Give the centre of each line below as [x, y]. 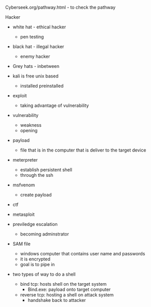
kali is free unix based [35, 76]
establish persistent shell [46, 170]
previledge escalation [35, 224]
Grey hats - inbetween [36, 66]
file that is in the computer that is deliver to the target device [83, 150]
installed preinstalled [42, 86]
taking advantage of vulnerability [54, 105]
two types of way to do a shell [44, 274]
